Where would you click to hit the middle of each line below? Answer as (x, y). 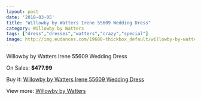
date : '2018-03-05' (31, 17)
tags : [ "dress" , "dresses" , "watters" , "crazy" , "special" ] (77, 34)
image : (14, 39)
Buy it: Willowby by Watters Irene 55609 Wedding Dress (75, 79)
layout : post (22, 12)
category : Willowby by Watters (45, 28)
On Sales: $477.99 (29, 68)
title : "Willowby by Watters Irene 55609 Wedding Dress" (79, 23)
